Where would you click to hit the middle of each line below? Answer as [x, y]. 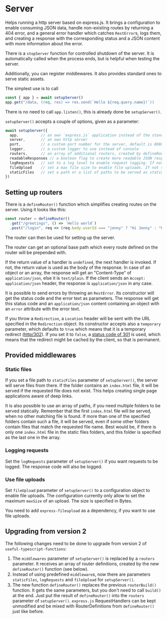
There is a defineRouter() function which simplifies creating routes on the [81, 204]
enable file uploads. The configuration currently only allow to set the [75, 495]
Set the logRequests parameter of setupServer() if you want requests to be [82, 461]
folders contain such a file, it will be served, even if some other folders [77, 422]
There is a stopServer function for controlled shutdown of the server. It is [80, 53]
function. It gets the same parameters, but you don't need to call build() [87, 590]
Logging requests [27, 450]
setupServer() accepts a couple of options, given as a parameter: [72, 121]
